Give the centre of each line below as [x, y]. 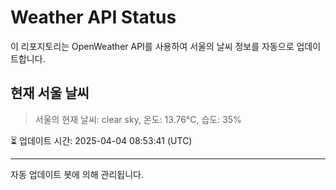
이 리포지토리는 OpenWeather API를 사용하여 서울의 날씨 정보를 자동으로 [152, 46]
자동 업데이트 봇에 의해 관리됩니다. [77, 174]
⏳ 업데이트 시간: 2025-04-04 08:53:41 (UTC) [101, 140]
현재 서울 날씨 [50, 93]
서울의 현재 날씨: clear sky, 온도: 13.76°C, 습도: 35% [138, 119]
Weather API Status [93, 17]
